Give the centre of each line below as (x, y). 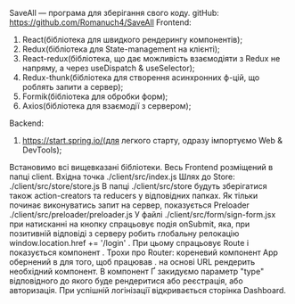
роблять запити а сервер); (73, 87)
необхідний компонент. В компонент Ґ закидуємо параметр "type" (137, 271)
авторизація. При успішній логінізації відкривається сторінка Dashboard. (148, 290)
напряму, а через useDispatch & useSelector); (108, 68)
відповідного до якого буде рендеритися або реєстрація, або (126, 281)
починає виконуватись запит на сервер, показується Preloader (129, 205)
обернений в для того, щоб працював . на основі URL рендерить (132, 262)
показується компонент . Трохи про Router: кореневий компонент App (144, 252)
